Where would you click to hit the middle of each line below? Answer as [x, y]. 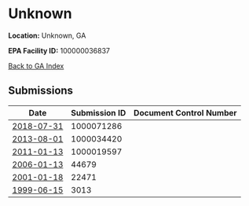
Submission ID [98, 112]
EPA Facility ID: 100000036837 [59, 50]
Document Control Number [185, 112]
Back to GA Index [36, 66]
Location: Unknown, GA [47, 35]
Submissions [40, 91]
